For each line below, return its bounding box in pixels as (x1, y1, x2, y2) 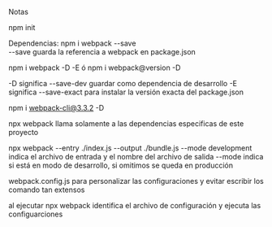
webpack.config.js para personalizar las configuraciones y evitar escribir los (8, 177, 264, 186)
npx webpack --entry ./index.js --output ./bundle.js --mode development (8, 143, 253, 153)
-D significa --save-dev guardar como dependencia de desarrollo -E (8, 79, 238, 88)
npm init (8, 23, 36, 32)
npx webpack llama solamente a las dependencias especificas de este (8, 119, 244, 129)
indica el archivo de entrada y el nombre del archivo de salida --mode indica (8, 152, 264, 161)
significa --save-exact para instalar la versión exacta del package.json (8, 87, 244, 97)
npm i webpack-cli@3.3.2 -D (8, 103, 105, 112)
